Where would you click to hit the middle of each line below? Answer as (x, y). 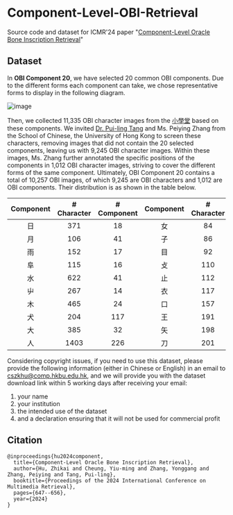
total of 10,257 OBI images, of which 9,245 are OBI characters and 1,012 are (115, 180)
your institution (38, 403)
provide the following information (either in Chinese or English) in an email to (116, 368)
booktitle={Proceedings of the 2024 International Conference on (110, 480)
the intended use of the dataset (62, 411)
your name (33, 396)
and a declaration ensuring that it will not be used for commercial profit (119, 419)
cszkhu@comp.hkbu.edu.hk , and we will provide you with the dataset (106, 375)
